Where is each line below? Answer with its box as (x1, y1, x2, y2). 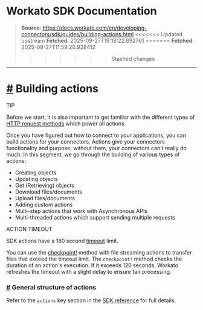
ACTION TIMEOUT (6, 225, 53, 233)
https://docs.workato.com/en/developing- (42, 24, 147, 31)
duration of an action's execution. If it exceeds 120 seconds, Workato (6, 261, 179, 269)
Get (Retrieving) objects (14, 182, 74, 189)
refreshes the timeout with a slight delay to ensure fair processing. (6, 268, 172, 275)
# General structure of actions (6, 283, 97, 291)
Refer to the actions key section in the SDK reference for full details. (6, 297, 176, 304)
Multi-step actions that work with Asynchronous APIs (14, 207, 148, 215)
